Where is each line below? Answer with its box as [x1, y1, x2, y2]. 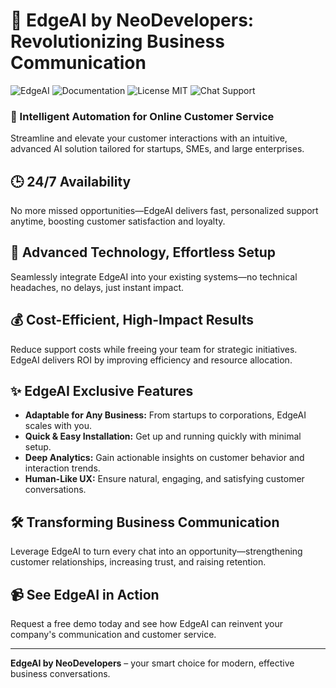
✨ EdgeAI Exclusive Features [10, 383, 194, 400]
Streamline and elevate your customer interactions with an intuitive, [10, 132, 288, 144]
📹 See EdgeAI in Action [10, 586, 160, 603]
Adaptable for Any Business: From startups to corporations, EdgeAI [24, 409, 307, 421]
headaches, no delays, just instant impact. [10, 281, 185, 293]
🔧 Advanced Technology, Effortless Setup [10, 244, 277, 261]
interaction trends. [24, 462, 101, 474]
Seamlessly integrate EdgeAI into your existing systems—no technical [10, 270, 298, 283]
